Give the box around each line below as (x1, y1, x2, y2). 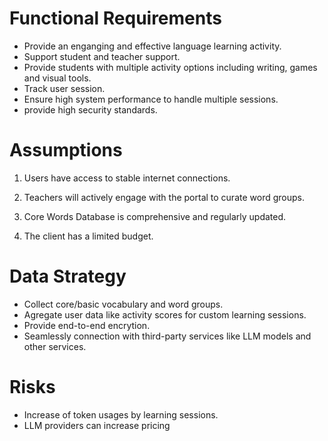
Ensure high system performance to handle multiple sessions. (23, 93, 279, 105)
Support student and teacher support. (23, 50, 181, 62)
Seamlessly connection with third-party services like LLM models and (23, 330, 312, 342)
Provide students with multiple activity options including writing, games (23, 61, 318, 73)
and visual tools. (23, 72, 92, 84)
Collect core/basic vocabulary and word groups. (23, 298, 224, 310)
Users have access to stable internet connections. (23, 172, 231, 184)
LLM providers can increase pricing (23, 419, 171, 431)
